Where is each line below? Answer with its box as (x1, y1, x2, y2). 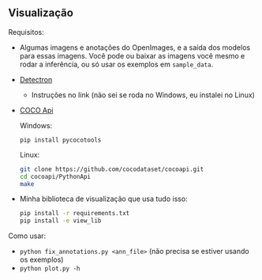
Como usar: (8, 231, 47, 240)
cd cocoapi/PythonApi (19, 172, 91, 180)
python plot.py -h (19, 265, 80, 273)
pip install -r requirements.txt (19, 210, 130, 218)
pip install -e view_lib (19, 217, 102, 225)
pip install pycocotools (19, 136, 102, 144)
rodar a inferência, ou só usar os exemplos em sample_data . (19, 59, 214, 69)
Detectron (19, 74, 53, 84)
